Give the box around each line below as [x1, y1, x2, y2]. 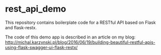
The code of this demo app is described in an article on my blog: [5, 34, 136, 40]
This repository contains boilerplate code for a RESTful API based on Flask [5, 19, 156, 25]
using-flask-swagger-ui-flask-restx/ [5, 44, 78, 50]
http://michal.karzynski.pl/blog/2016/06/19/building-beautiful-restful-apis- [5, 39, 156, 45]
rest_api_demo [5, 3, 66, 15]
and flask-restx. [5, 24, 37, 30]
